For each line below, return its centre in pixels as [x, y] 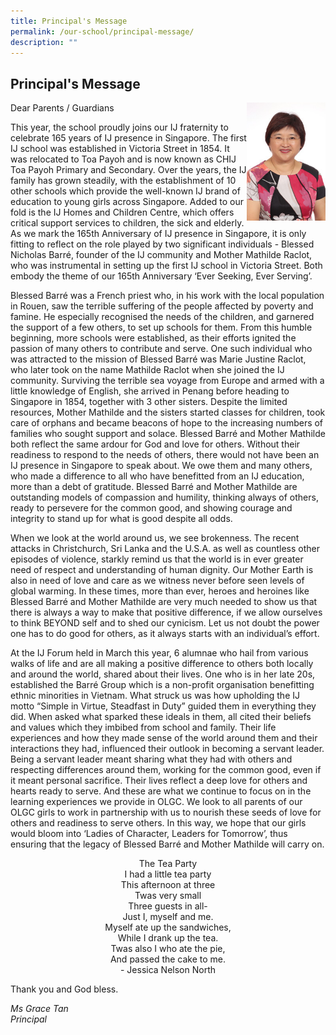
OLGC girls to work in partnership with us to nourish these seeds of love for [166, 812]
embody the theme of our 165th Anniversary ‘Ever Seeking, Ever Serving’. [161, 276]
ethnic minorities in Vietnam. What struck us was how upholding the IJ [155, 696]
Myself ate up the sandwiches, [168, 927]
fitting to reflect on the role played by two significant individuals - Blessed [162, 244]
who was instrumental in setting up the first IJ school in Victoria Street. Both [166, 266]
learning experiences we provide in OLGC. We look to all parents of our [156, 802]
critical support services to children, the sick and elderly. [127, 223]
